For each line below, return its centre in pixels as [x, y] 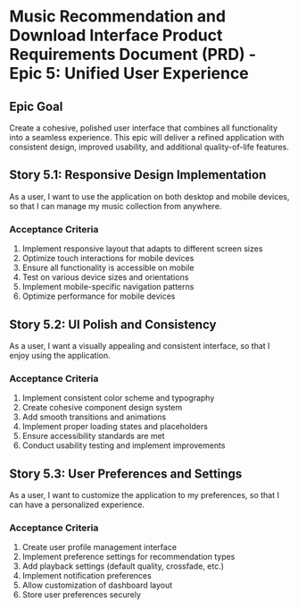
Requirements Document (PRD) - [133, 55]
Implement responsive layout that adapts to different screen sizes [142, 249]
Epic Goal [36, 106]
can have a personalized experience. [77, 505]
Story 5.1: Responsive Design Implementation [138, 175]
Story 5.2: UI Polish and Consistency [113, 324]
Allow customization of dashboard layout [97, 585]
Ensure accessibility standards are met [93, 436]
